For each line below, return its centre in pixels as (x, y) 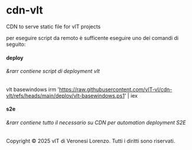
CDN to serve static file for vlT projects (54, 26)
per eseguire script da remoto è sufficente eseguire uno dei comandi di (92, 38)
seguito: (16, 44)
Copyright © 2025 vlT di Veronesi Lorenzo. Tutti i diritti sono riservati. (91, 141)
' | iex (131, 95)
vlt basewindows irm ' (33, 89)
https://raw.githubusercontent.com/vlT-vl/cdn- (115, 89)
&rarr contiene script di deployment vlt (53, 71)
